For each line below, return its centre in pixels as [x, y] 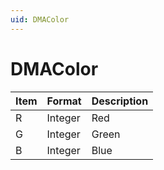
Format [64, 101]
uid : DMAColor [40, 19]
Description [120, 101]
